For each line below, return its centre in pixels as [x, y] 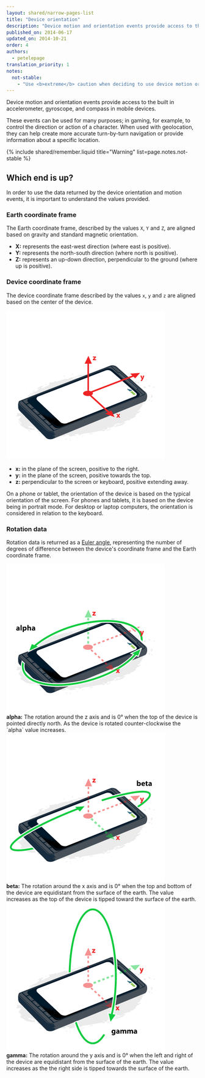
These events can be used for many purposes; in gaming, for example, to [99, 121]
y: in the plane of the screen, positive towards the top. [83, 475]
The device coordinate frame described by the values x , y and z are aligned [101, 295]
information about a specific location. [53, 140]
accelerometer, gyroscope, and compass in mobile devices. [81, 109]
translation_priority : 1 [38, 64]
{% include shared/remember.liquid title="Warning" [71, 152]
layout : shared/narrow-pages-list [50, 13]
